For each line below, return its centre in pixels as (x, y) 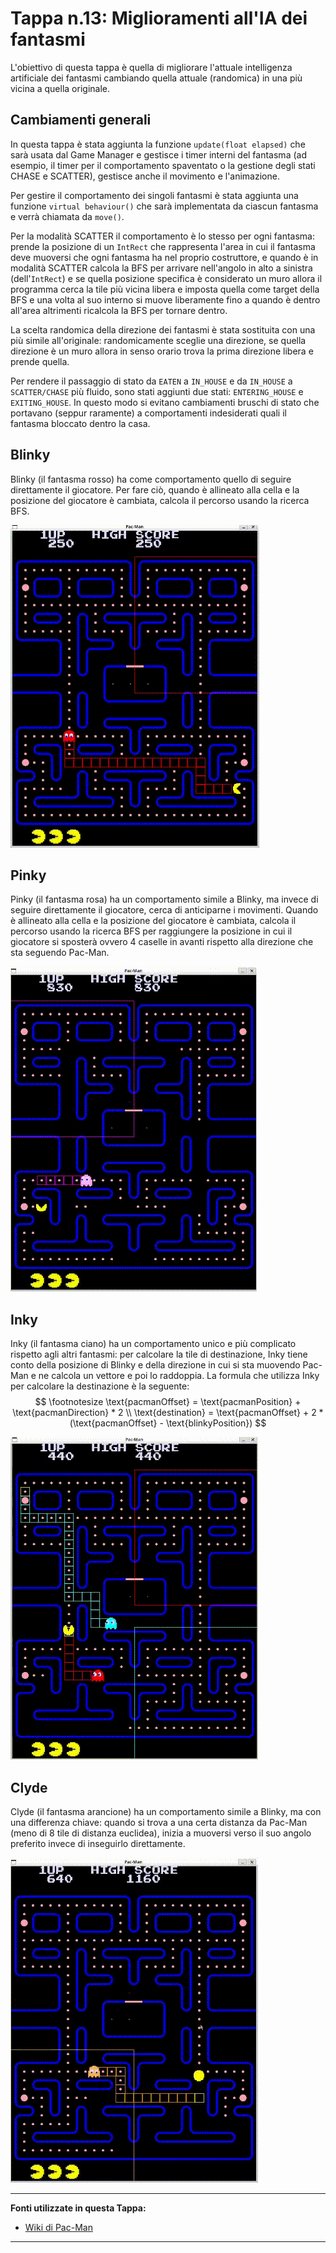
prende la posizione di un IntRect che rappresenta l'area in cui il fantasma (163, 246)
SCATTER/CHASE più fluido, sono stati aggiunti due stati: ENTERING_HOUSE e (157, 391)
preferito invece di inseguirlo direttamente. (98, 1843)
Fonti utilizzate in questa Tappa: (78, 2208)
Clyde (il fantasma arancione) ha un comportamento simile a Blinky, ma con (166, 1811)
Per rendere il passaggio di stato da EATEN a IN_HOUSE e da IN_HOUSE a (151, 381)
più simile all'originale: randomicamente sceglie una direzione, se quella (158, 340)
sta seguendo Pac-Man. (60, 953)
